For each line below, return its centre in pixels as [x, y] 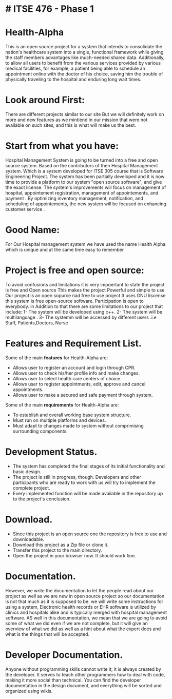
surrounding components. [40, 431]
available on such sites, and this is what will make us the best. [71, 125]
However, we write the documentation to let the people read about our [80, 590]
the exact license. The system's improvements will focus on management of [86, 187]
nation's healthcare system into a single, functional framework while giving [84, 52]
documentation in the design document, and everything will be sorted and [83, 685]
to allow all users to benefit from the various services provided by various [83, 63]
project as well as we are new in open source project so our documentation [85, 596]
